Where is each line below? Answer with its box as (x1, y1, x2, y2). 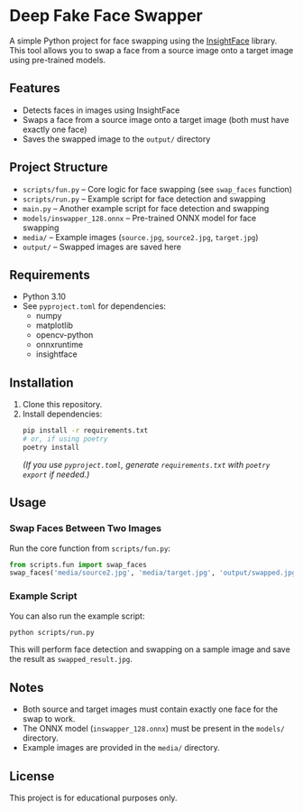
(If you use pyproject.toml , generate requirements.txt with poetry (22, 459, 271, 470)
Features (9, 80, 60, 96)
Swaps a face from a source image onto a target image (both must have (22, 114, 289, 125)
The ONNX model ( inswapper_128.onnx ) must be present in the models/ (22, 723, 286, 734)
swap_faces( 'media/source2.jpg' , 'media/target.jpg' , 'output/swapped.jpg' (9, 568, 300, 578)
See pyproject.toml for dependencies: (22, 301, 167, 312)
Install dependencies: (22, 408, 103, 420)
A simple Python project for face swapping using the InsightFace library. (9, 35, 278, 46)
